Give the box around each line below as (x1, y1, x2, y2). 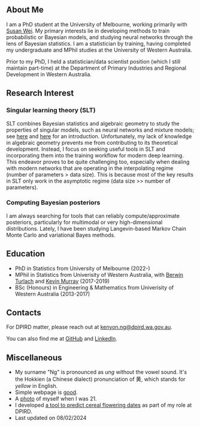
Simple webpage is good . (14, 389, 78, 396)
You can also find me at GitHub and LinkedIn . (6, 335, 118, 342)
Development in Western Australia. (6, 70, 92, 77)
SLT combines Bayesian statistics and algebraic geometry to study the (6, 120, 180, 127)
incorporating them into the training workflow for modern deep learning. (6, 151, 184, 159)
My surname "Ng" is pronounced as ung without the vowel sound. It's (14, 369, 187, 376)
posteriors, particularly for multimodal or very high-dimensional (6, 219, 163, 226)
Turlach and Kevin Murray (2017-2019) (14, 277, 110, 285)
